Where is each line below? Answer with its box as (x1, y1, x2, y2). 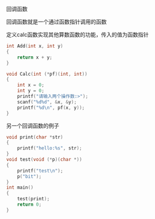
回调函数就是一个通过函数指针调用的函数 (6, 18, 107, 25)
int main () (6, 185, 34, 191)
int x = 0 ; (17, 82, 45, 88)
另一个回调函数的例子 (6, 122, 59, 129)
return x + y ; (17, 54, 52, 60)
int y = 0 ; (17, 88, 45, 94)
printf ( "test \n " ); (17, 168, 63, 174)
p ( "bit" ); (17, 173, 42, 180)
